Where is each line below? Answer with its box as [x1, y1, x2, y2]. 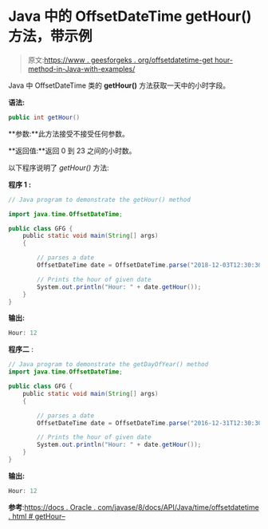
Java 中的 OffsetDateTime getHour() [8, 7, 252, 26]
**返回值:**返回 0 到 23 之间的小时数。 [8, 145, 136, 156]
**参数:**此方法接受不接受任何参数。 [8, 128, 130, 138]
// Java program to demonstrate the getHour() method [8, 195, 191, 203]
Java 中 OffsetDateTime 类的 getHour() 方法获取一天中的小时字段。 [8, 81, 231, 90]
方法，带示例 [8, 27, 93, 45]
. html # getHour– [8, 511, 65, 521]
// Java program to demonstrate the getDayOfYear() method [8, 361, 209, 369]
